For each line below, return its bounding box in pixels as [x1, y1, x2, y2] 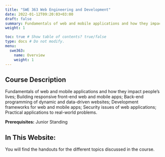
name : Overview [14, 53, 45, 58]
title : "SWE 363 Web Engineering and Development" [5, 7, 111, 12]
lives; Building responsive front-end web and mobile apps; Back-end [5, 94, 144, 100]
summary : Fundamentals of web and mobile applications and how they [5, 21, 148, 26]
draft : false [5, 16, 32, 21]
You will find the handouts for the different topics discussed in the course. [5, 146, 155, 152]
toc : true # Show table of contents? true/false [5, 34, 107, 39]
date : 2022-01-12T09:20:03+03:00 [5, 12, 74, 17]
